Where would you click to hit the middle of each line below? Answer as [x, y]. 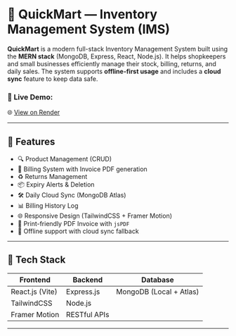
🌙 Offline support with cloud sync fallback [78, 231]
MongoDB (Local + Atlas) [157, 292]
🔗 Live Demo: [30, 97]
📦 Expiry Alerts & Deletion [56, 185]
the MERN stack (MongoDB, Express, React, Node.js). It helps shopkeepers [117, 56]
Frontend [35, 280]
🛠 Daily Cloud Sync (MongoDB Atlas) [72, 195]
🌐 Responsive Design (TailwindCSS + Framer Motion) [95, 216]
